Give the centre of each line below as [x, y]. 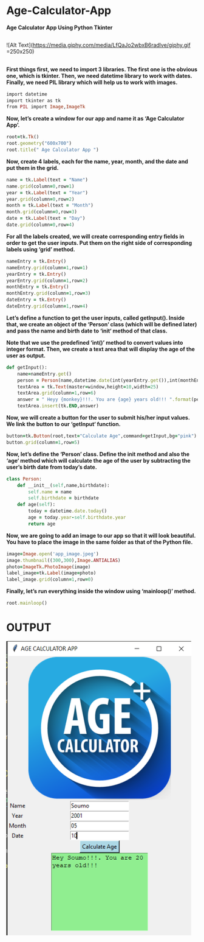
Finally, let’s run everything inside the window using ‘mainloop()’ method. [101, 591]
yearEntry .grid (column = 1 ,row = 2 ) [47, 281]
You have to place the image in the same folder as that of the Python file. [100, 542]
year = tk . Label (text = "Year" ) [47, 192]
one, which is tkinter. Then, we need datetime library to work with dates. [99, 76]
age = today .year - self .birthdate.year [77, 518]
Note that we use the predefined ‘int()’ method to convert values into [95, 342]
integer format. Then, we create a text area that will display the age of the [101, 349]
